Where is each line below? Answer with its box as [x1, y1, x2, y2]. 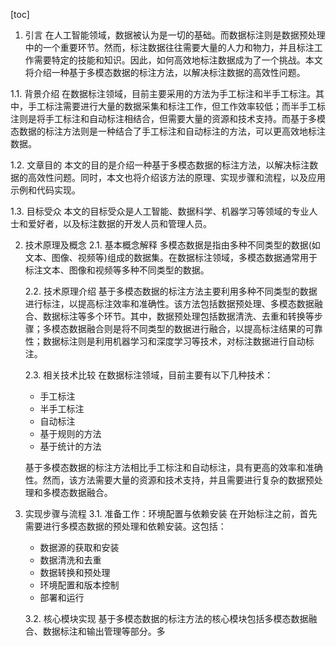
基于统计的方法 [39, 440, 102, 452]
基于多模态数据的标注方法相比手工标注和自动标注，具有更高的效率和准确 [24, 462, 323, 473]
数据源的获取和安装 [39, 542, 120, 553]
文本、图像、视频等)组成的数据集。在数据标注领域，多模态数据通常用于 [24, 252, 318, 263]
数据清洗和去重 [39, 554, 102, 566]
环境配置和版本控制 [39, 579, 120, 591]
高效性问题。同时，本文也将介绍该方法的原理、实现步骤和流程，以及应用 [27, 172, 326, 183]
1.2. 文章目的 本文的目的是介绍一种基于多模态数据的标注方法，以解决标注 [10, 159, 310, 171]
